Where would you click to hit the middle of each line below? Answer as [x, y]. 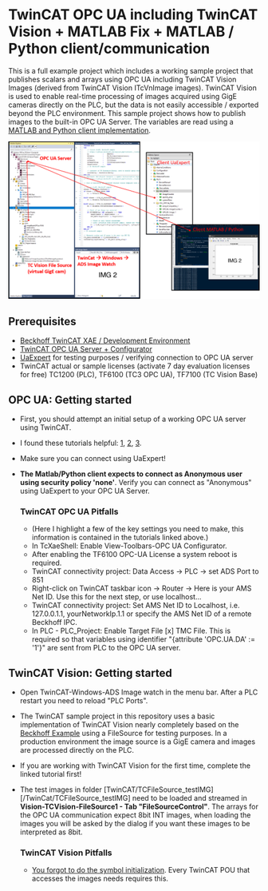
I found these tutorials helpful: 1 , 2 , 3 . [81, 443]
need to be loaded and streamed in [189, 798]
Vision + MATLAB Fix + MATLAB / [121, 32]
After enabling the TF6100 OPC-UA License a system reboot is [134, 555]
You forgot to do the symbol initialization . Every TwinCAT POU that [141, 870]
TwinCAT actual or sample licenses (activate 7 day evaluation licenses [135, 366]
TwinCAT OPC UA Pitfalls [69, 511]
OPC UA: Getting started [70, 400]
